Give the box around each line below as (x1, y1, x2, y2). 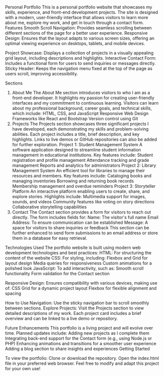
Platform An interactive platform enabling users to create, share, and (12, 188, 150, 194)
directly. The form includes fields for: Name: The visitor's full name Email (12, 215, 159, 220)
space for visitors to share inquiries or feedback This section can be (12, 225, 149, 230)
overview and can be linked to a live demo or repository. (5, 315, 118, 321)
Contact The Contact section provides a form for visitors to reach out (12, 209, 151, 215)
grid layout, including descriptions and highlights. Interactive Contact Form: (5, 55, 157, 61)
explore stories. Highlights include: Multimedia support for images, (12, 194, 146, 199)
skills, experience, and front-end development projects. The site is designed (5, 9, 159, 15)
